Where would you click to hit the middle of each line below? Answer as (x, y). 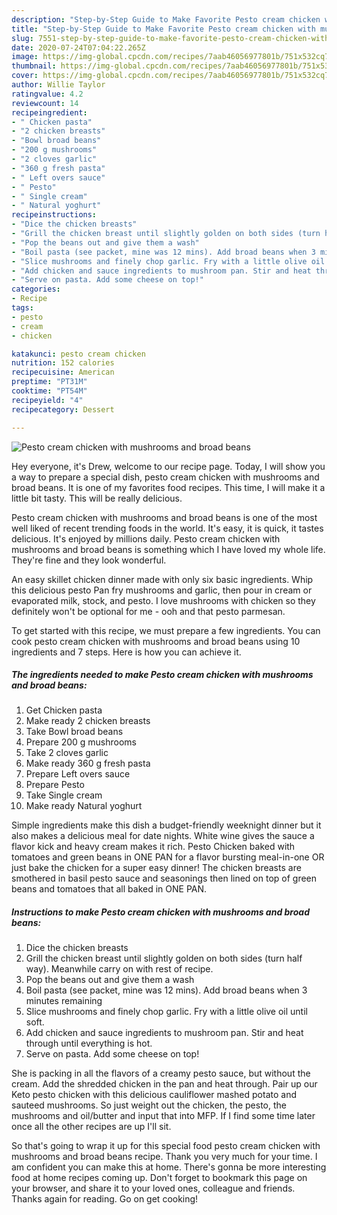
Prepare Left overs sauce (78, 774)
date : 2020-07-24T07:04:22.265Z (78, 47)
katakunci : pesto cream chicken (78, 354)
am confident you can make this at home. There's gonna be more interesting (169, 1167)
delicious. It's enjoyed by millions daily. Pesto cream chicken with (146, 538)
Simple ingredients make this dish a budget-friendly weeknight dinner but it (166, 825)
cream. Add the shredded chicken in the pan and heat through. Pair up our (164, 1084)
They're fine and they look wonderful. (89, 560)
